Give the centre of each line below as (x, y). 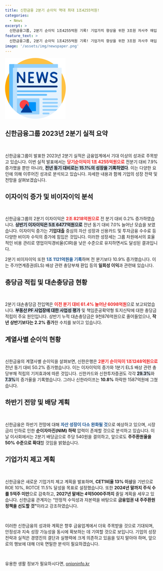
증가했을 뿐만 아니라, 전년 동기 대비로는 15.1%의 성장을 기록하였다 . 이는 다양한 (78, 168)
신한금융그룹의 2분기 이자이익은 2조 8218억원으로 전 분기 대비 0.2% (70, 219)
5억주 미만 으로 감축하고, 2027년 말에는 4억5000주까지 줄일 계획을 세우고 (80, 494)
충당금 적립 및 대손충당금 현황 (46, 282)
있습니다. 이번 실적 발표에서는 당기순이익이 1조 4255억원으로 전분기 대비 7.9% (84, 162)
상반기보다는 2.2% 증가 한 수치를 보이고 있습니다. (56, 323)
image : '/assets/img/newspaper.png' (42, 46)
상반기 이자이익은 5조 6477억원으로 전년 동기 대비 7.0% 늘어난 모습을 (81, 225)
